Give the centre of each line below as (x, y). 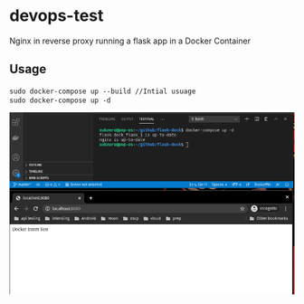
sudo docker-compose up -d (60, 100)
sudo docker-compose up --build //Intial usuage (103, 91)
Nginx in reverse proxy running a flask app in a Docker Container (130, 41)
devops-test (57, 16)
